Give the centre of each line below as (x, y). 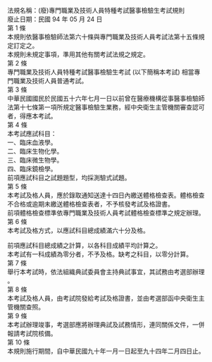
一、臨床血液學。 (32, 142)
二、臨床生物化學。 (35, 151)
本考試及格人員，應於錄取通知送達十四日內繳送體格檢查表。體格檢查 (106, 195)
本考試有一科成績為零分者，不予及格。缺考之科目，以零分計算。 (100, 254)
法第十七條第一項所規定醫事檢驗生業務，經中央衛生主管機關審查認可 (106, 107)
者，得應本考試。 (32, 116)
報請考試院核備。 (32, 333)
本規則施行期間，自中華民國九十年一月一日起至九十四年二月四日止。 (106, 351)
